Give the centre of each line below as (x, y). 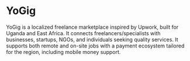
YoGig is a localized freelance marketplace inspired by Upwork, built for (92, 27)
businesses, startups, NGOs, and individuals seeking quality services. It (92, 39)
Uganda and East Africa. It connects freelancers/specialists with (83, 33)
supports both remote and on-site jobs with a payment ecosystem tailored (95, 46)
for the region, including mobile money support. (63, 52)
